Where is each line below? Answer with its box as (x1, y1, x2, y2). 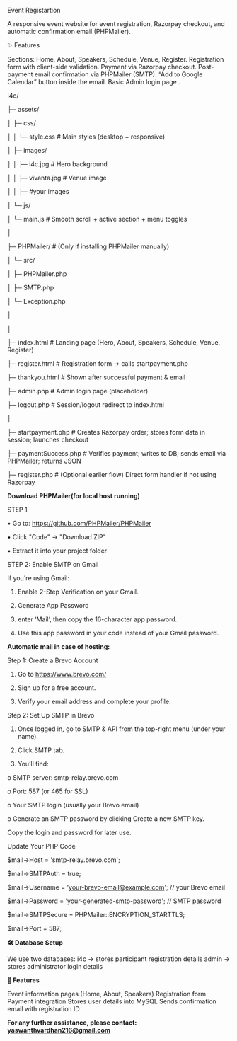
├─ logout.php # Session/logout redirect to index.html (7, 401, 165, 409)
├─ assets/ (7, 105, 40, 113)
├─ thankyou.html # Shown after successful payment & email (7, 373, 186, 381)
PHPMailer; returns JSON (7, 456, 81, 465)
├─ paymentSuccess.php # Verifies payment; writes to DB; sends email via (7, 449, 226, 457)
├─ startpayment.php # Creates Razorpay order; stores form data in (7, 428, 205, 436)
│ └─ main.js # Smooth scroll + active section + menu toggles (7, 215, 187, 223)
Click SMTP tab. (17, 746, 65, 754)
